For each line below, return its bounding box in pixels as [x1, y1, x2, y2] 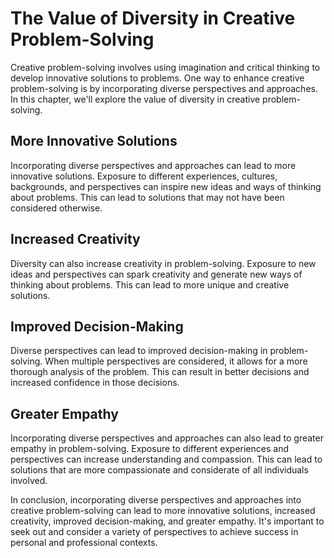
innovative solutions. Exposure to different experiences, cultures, [10, 170, 278, 182]
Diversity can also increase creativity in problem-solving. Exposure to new [10, 257, 317, 269]
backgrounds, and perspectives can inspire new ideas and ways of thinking [10, 180, 322, 192]
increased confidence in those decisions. [10, 377, 180, 389]
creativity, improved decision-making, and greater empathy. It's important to [10, 515, 325, 527]
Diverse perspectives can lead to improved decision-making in [10, 345, 268, 357]
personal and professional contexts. [10, 537, 158, 549]
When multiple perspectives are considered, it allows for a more [44, 355, 308, 367]
